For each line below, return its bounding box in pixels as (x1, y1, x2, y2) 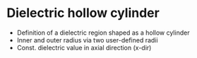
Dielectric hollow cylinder (6, 5, 160, 21)
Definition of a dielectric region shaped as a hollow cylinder (16, 28, 190, 37)
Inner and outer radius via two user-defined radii (16, 35, 158, 44)
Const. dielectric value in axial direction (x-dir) (16, 43, 152, 52)
